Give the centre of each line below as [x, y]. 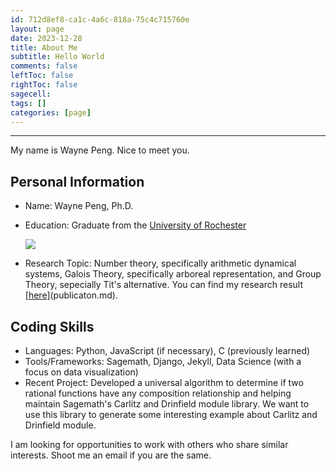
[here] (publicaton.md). [71, 295]
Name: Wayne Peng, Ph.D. [79, 206]
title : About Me [44, 47]
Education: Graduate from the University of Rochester [135, 225]
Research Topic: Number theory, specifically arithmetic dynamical [160, 263]
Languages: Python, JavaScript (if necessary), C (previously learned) [167, 350]
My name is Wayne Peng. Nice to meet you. [100, 150]
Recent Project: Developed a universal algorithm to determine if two [164, 382]
